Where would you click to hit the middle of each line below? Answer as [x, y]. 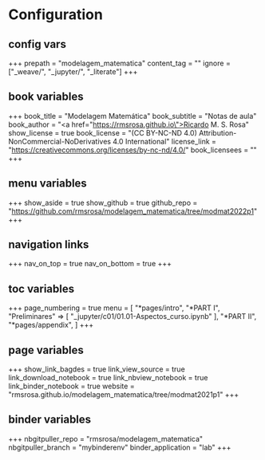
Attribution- [218, 132]
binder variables [50, 420]
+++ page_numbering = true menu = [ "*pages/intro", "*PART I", [114, 308]
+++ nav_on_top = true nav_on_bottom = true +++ [90, 264]
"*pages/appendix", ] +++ [51, 325]
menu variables [48, 184]
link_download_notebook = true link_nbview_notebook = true [108, 378]
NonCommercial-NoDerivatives [60, 141]
